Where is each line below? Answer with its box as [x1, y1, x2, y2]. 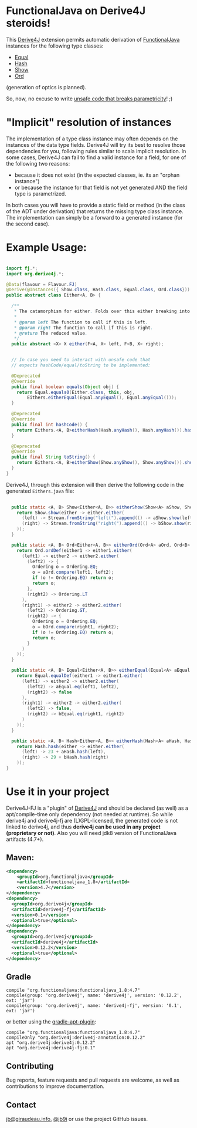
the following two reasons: [6, 160, 70, 167]
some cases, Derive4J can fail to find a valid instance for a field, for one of [6, 154, 186, 161]
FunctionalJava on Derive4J [6, 4, 146, 18]
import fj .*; [6, 265, 38, 271]
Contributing [6, 1061, 54, 1071]
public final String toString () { [11, 454, 96, 460]
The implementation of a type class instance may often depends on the [6, 135, 178, 142]
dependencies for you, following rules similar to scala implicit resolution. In [6, 147, 186, 154]
